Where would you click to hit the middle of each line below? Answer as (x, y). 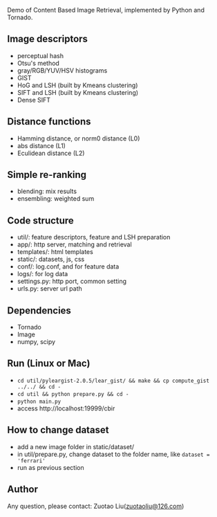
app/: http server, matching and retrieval (75, 244)
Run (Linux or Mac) (49, 364)
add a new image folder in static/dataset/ (76, 446)
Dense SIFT (34, 100)
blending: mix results (47, 191)
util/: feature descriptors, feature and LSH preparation (94, 237)
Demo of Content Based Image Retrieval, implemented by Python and (106, 10)
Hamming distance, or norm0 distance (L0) (78, 138)
